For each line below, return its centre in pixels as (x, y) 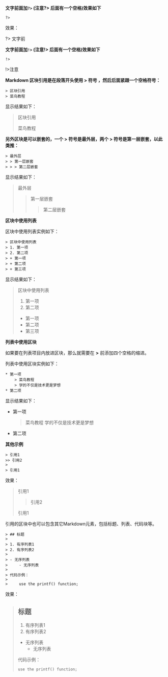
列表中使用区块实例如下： (32, 364)
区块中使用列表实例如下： (32, 231)
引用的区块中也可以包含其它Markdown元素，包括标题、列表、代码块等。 (81, 524)
